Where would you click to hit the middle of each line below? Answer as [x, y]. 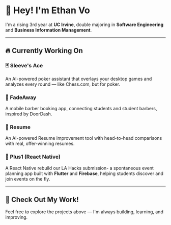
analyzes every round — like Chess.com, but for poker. [63, 84]
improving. [17, 217]
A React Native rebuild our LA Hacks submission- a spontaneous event [80, 168]
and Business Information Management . [49, 30]
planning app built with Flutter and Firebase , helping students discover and [84, 173]
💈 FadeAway [21, 97]
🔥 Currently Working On [44, 51]
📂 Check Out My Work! [42, 199]
